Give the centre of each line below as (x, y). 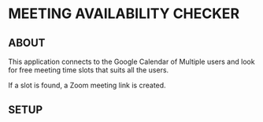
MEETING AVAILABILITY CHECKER (124, 14)
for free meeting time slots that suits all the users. (89, 70)
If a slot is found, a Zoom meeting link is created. (87, 85)
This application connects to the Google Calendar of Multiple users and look (131, 61)
